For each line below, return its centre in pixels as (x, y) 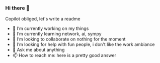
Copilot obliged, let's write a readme (43, 19)
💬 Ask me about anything (38, 50)
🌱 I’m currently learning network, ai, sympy (57, 34)
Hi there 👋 (18, 8)
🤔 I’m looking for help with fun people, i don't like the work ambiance (84, 44)
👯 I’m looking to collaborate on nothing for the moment (69, 39)
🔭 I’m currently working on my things (51, 28)
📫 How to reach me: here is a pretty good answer (64, 55)
